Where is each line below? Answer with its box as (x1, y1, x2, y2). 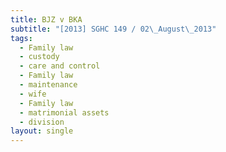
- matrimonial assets (19, 107, 110, 118)
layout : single (10, 126, 74, 136)
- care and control (19, 61, 101, 71)
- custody (19, 52, 60, 62)
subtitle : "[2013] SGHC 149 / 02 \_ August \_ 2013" (10, 24, 217, 34)
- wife (19, 89, 47, 99)
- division (19, 117, 65, 127)
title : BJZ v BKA (10, 14, 83, 25)
